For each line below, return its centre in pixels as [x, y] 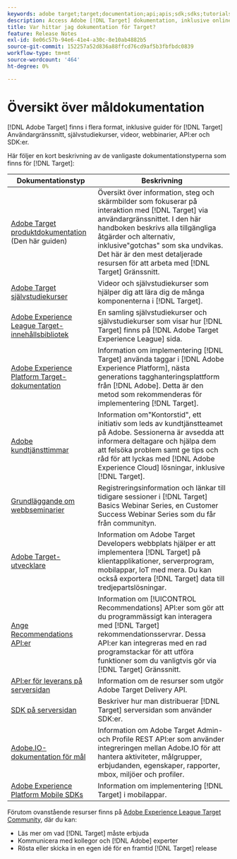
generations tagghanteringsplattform [159, 377]
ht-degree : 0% [28, 66]
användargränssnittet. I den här [150, 219]
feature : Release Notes [42, 33]
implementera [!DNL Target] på [149, 552]
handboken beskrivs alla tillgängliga [157, 228]
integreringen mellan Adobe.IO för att [159, 748]
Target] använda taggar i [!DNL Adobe [161, 359]
